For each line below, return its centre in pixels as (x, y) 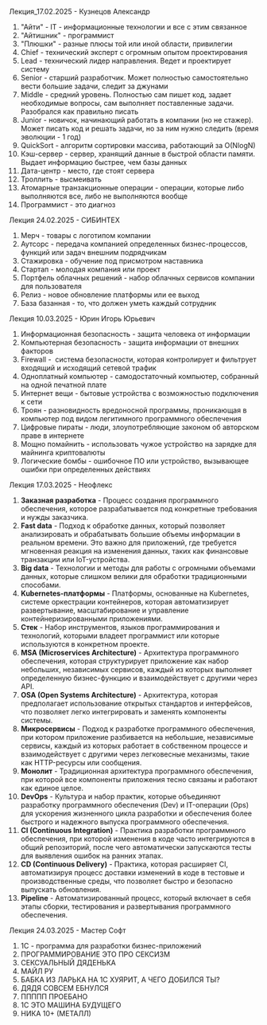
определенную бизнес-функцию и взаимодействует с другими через (139, 678)
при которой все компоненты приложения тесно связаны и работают (139, 779)
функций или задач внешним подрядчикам (94, 252)
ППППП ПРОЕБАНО (54, 996)
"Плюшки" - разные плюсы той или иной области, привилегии (126, 44)
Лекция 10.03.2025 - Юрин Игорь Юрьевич (82, 319)
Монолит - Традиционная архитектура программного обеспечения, (137, 771)
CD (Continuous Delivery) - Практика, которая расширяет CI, (124, 864)
